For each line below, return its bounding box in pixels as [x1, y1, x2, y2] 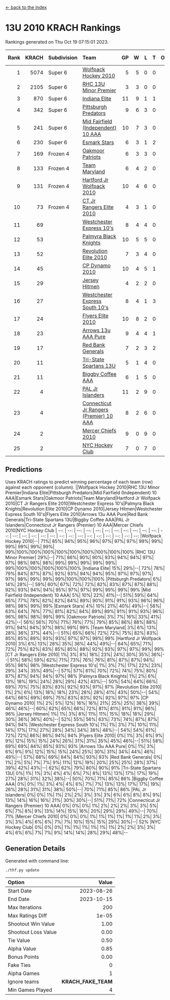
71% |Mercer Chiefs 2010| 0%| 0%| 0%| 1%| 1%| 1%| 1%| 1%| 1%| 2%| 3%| [5, 813, 162, 819]
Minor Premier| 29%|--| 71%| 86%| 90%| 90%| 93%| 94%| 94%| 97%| [5, 554, 154, 560]
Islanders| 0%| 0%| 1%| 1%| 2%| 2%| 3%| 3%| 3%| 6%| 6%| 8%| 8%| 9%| [5, 792, 161, 798]
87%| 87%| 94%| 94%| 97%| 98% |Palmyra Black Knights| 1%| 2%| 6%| [5, 673, 157, 679]
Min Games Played [8, 986, 52, 993]
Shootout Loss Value [8, 928, 57, 936]
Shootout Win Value [8, 920, 55, 927]
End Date [8, 895, 30, 902]
